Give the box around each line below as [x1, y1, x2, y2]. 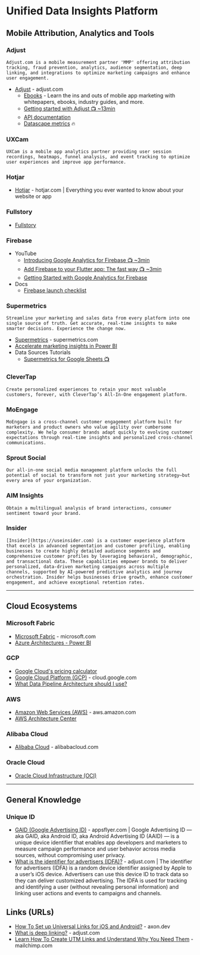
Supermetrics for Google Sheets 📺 [23, 355, 110, 363]
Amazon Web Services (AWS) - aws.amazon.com [14, 709, 136, 716]
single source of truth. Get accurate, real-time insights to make [6, 321, 177, 327]
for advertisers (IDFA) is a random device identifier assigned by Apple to [14, 864, 192, 871]
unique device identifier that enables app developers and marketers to [14, 839, 187, 846]
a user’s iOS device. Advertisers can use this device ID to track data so [14, 871, 189, 878]
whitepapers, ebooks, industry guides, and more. [23, 98, 145, 105]
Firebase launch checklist [23, 287, 87, 294]
